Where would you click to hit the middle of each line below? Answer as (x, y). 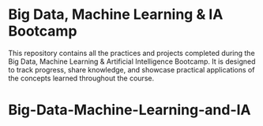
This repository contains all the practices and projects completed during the (131, 53)
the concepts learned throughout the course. (81, 78)
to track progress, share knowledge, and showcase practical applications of (131, 69)
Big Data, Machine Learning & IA (116, 15)
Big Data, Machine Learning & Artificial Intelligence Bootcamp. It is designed (132, 61)
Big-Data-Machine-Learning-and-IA (130, 110)
